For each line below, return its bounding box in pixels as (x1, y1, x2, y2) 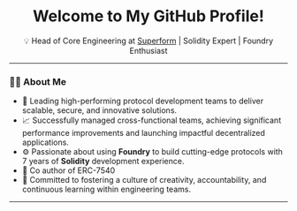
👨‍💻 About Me (9, 75, 66, 87)
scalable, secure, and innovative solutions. (21, 105, 178, 116)
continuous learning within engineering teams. (21, 184, 192, 195)
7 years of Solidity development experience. (21, 156, 185, 167)
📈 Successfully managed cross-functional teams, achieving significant (21, 115, 281, 125)
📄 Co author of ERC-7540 (21, 165, 116, 176)
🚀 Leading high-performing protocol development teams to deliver (21, 95, 263, 107)
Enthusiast (129, 45, 168, 56)
